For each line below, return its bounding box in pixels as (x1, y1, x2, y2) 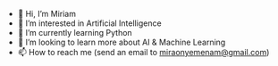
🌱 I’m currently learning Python (17, 28, 132, 37)
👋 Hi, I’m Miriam (17, 9, 76, 19)
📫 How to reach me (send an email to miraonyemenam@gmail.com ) (17, 47, 270, 57)
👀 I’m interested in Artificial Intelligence (17, 18, 163, 29)
